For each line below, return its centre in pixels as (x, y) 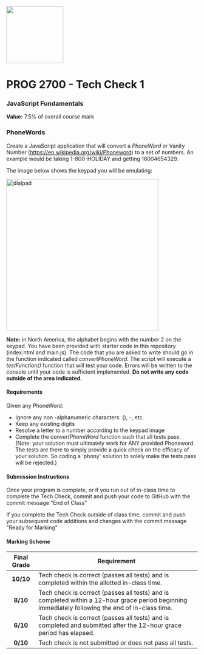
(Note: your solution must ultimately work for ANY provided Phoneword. (105, 443)
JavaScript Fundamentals (45, 104)
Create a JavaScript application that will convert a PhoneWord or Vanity (96, 146)
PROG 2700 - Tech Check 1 (75, 85)
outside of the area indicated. (44, 378)
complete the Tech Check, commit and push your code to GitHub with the (98, 496)
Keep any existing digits (45, 424)
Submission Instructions (38, 476)
